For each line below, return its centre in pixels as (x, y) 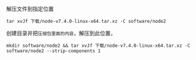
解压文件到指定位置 (30, 9)
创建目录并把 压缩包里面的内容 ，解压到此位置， (61, 33)
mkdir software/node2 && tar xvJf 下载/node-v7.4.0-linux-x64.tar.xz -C (98, 46)
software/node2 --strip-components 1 (54, 51)
